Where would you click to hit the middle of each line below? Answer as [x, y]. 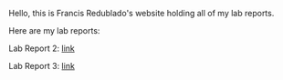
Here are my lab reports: [54, 30]
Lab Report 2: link [42, 48]
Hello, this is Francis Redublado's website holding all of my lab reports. [141, 13]
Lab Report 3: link [42, 66]
